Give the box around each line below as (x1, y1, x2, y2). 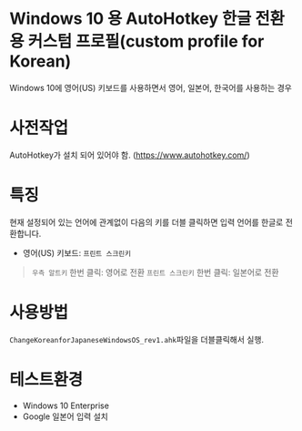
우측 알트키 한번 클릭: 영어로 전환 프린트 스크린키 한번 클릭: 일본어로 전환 (31, 266, 279, 278)
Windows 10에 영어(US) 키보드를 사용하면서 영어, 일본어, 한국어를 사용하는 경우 (9, 82, 293, 93)
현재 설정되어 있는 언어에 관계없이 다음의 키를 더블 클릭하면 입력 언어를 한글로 (9, 216, 284, 228)
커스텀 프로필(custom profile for (27, 31, 265, 52)
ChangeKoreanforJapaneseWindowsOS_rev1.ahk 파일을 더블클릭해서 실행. (9, 334, 265, 344)
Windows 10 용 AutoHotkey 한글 (9, 8, 252, 29)
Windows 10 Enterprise (22, 400, 109, 411)
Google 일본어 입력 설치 (22, 411, 109, 422)
